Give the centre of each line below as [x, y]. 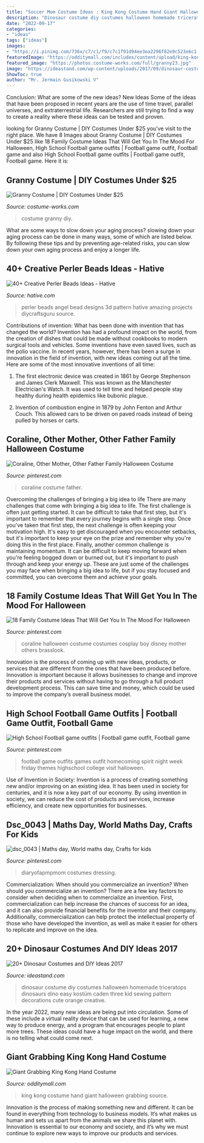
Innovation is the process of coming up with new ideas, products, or [91, 662]
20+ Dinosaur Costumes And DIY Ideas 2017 [92, 949]
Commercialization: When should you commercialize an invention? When [97, 884]
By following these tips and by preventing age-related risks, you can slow [98, 243]
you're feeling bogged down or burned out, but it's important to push [93, 557]
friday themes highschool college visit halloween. [83, 768]
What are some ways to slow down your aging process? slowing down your [101, 230]
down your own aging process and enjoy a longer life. [73, 249]
